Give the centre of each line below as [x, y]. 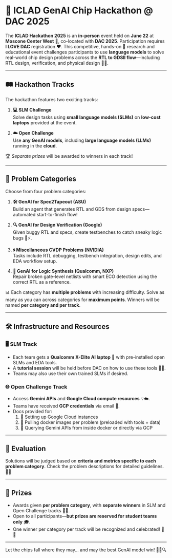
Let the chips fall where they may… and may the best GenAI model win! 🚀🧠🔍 [86, 550]
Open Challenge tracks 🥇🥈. [41, 511]
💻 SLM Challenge [32, 109]
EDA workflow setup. [35, 261]
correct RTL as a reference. [42, 282]
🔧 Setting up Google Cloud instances [59, 417]
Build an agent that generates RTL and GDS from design [72, 209]
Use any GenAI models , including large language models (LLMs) [82, 140]
